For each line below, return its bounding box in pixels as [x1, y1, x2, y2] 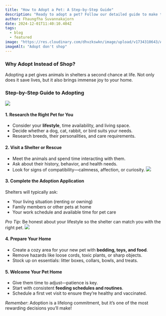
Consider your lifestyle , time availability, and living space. [12, 122, 130, 129]
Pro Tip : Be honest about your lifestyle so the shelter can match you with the [5, 218, 161, 224]
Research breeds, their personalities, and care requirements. [12, 133, 136, 139]
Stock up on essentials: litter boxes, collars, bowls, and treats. [12, 258, 138, 263]
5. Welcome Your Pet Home [5, 268, 63, 275]
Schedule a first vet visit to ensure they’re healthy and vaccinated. [12, 290, 147, 296]
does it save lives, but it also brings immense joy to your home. [5, 77, 133, 83]
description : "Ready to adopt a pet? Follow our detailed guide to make [5, 12, 158, 17]
